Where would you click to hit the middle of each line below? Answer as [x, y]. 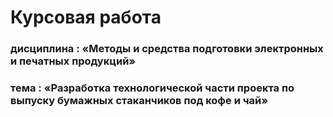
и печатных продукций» [73, 61]
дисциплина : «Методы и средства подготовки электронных [167, 49]
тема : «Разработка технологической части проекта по [152, 88]
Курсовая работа [86, 17]
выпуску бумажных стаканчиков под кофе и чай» [139, 101]
